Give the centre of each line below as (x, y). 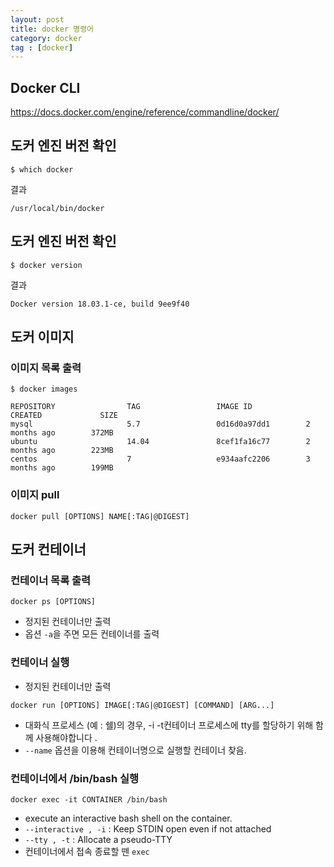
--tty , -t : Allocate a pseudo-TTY (98, 839)
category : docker (46, 38)
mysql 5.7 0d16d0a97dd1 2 (160, 424)
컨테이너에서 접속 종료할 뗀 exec (87, 851)
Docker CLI (45, 87)
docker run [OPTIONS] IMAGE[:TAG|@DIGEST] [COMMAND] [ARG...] (142, 705)
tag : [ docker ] (42, 47)
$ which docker (42, 169)
